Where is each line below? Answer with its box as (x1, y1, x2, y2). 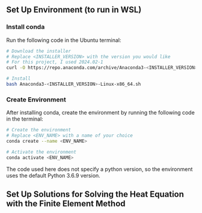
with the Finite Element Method (6, 199, 126, 209)
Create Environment (6, 95, 66, 104)
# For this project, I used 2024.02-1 (6, 59, 103, 65)
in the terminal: (6, 115, 43, 122)
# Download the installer (6, 48, 71, 54)
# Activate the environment (6, 149, 77, 155)
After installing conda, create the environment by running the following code (6, 109, 195, 116)
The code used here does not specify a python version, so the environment (6, 165, 193, 173)
